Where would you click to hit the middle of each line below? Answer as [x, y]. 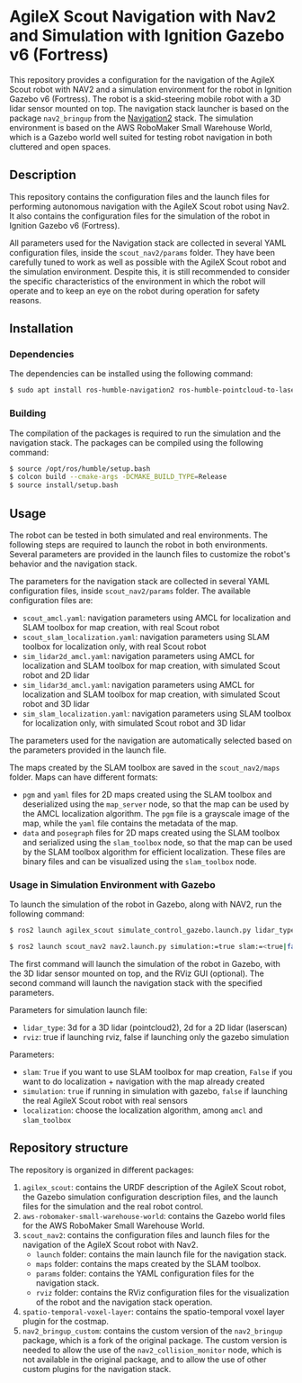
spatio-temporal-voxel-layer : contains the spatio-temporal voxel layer [153, 1311]
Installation [41, 329]
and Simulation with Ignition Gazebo [147, 36]
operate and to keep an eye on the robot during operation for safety [135, 291]
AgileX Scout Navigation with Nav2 [143, 17]
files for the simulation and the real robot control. [113, 1206]
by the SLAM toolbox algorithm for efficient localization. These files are [154, 852]
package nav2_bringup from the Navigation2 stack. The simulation [131, 118]
